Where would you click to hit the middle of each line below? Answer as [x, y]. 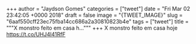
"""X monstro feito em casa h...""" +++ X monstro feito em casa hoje [92, 28]
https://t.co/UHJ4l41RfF [36, 34]
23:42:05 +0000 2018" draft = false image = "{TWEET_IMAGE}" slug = [95, 15]
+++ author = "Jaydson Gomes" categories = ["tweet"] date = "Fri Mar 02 [98, 9]
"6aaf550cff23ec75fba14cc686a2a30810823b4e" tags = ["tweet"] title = [98, 21]
